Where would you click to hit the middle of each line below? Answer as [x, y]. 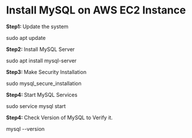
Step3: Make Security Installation [46, 72]
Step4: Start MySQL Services [42, 95]
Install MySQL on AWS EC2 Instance [96, 10]
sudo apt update [26, 38]
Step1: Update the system [37, 26]
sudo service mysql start [36, 106]
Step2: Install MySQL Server [41, 49]
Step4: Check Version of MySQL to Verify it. [60, 117]
